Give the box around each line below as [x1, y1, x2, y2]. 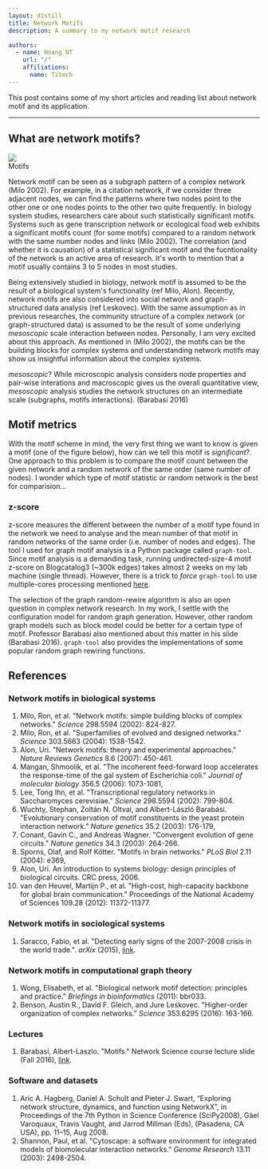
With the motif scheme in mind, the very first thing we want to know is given [8, 439, 258, 449]
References [8, 669, 67, 683]
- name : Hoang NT [15, 49, 73, 57]
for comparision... [8, 482, 66, 491]
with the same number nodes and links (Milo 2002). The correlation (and [8, 236, 247, 246]
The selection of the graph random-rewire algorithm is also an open [8, 595, 231, 604]
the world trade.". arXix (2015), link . [19, 945, 136, 955]
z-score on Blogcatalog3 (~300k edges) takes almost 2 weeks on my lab [8, 562, 248, 572]
